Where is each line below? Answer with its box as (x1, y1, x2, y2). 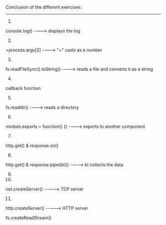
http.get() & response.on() (5, 143, 59, 149)
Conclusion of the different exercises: (5, 4, 82, 10)
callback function (5, 85, 41, 91)
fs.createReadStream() (5, 215, 52, 221)
